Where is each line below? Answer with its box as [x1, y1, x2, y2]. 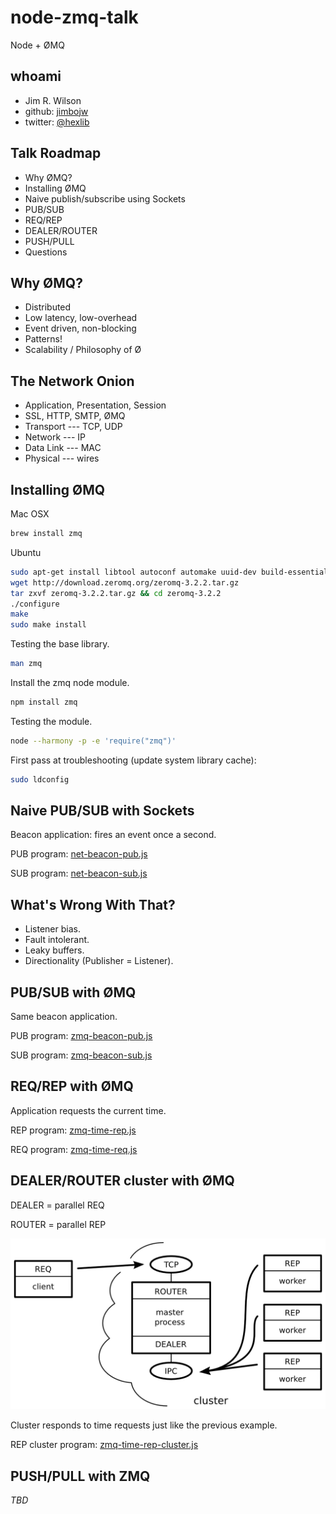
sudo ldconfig [10, 774, 70, 785]
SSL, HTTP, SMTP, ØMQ [24, 410, 126, 422]
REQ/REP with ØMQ [10, 1078, 134, 1095]
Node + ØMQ [10, 39, 65, 51]
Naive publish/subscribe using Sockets [24, 192, 186, 205]
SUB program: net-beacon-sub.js [10, 867, 148, 880]
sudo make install [10, 620, 87, 630]
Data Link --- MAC [24, 442, 102, 454]
